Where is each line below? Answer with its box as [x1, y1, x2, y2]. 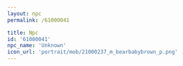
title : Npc [7, 29, 39, 36]
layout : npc [7, 10, 42, 17]
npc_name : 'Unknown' [7, 42, 67, 49]
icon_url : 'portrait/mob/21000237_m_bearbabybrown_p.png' [7, 49, 178, 56]
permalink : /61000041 [7, 17, 70, 24]
